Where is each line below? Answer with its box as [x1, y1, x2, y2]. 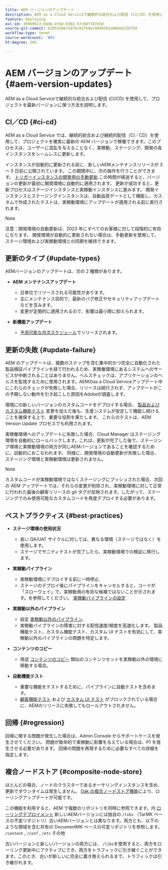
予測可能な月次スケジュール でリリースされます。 [19, 330, 120, 336]
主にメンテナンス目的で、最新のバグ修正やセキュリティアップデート [19, 296, 160, 302]
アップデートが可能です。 [22, 794, 75, 800]
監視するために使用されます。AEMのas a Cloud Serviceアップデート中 [18, 379, 163, 385]
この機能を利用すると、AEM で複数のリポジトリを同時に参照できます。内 [5, 805, 156, 811]
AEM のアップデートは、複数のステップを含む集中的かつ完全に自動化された [5, 360, 161, 366]
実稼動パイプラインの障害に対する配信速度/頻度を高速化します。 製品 [19, 622, 163, 628]
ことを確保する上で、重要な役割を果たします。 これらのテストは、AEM [5, 414, 151, 420]
